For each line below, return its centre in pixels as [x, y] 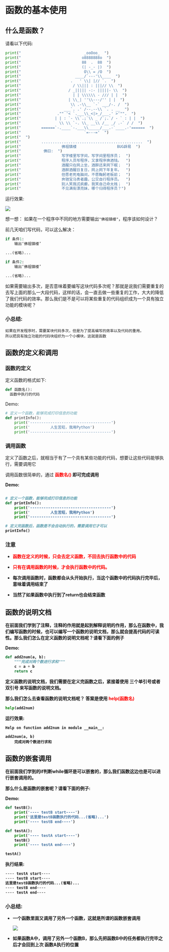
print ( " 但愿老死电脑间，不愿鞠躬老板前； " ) [68, 175]
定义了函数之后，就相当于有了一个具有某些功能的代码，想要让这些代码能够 [82, 458]
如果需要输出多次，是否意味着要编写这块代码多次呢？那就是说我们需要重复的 [84, 286]
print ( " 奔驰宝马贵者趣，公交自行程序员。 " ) [68, 179]
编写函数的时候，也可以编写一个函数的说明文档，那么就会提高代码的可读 [84, 632]
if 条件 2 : [15, 262]
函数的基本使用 [36, 10]
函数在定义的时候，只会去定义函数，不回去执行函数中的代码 [74, 557]
